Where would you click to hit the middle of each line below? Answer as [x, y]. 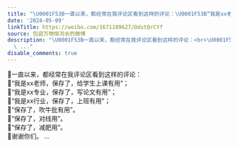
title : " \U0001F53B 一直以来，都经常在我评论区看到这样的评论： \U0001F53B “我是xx [117, 14]
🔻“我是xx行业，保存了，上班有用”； [59, 100]
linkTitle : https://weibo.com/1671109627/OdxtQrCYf [85, 27]
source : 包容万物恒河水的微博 [47, 34]
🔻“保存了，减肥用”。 [37, 127]
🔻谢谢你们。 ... [29, 136]
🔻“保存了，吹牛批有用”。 [43, 110]
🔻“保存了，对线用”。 [37, 118]
